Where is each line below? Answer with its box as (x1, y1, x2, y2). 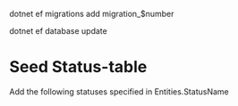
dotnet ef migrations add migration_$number (9, 9, 174, 19)
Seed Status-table (9, 57, 148, 77)
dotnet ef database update (9, 26, 107, 36)
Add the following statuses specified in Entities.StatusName (9, 86, 230, 97)
